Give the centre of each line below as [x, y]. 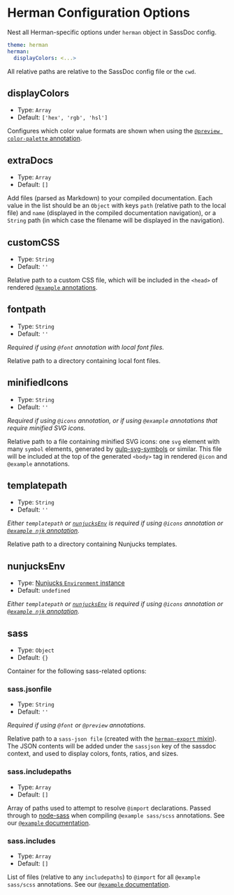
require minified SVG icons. [46, 428]
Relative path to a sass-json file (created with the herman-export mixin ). [112, 739]
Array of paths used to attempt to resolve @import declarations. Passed [109, 808]
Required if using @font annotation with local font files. [86, 347]
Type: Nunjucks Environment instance [71, 583]
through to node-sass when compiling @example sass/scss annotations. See [116, 815]
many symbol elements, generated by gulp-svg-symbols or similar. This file [115, 449]
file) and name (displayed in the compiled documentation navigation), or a [112, 213]
